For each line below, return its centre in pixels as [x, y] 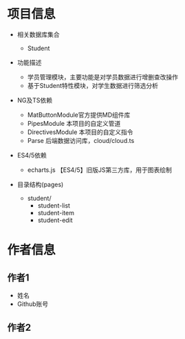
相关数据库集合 [38, 34]
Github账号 [33, 304]
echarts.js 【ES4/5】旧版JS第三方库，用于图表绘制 [99, 170]
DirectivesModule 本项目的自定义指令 [80, 132]
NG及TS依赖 [35, 100]
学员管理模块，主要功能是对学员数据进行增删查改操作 [103, 77]
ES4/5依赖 [32, 155]
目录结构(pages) [40, 184]
